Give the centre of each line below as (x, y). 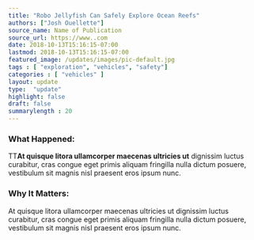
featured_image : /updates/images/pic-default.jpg (92, 60)
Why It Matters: (39, 193)
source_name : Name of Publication (65, 30)
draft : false (30, 104)
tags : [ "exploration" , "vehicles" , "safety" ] (88, 67)
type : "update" (35, 89)
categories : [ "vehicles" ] (56, 74)
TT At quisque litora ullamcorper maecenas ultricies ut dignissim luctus (126, 156)
